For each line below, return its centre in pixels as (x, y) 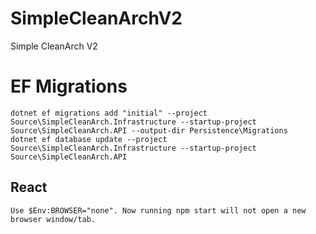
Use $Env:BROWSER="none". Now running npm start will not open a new (158, 210)
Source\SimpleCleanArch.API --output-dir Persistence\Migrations (149, 130)
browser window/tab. (53, 219)
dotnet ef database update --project (89, 139)
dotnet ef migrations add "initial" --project (109, 113)
